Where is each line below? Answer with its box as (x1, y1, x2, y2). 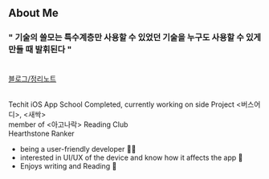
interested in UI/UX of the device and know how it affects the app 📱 (19, 153, 243, 162)
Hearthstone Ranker (8, 128, 75, 138)
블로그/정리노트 (8, 74, 57, 83)
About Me (8, 6, 59, 20)
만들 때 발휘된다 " (8, 44, 72, 55)
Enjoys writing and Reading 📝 (19, 161, 117, 171)
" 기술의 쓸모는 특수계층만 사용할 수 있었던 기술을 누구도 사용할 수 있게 (8, 32, 262, 43)
